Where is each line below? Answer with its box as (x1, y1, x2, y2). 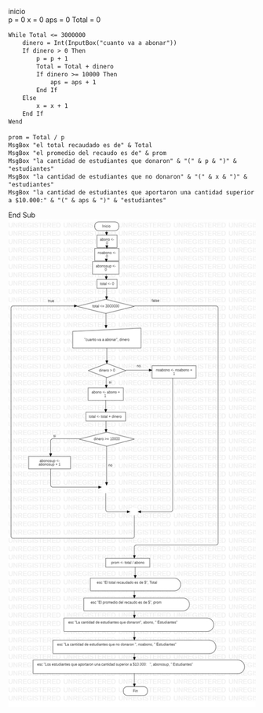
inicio (8, 7, 26, 16)
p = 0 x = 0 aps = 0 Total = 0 (8, 15, 100, 24)
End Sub (8, 210, 36, 220)
